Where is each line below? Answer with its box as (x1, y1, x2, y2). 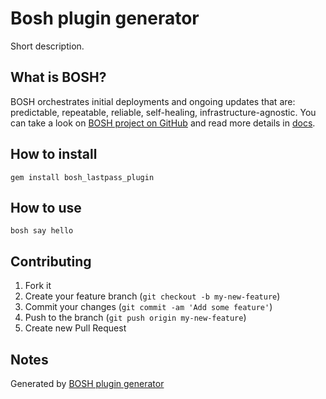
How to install (10, 146, 98, 163)
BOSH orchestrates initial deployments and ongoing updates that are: (10, 95, 296, 107)
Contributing (10, 253, 92, 270)
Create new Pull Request (24, 322, 127, 334)
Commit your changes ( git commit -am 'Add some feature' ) (24, 301, 273, 313)
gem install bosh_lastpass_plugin (10, 172, 155, 182)
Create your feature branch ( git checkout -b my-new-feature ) (24, 290, 281, 302)
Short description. (10, 40, 85, 52)
